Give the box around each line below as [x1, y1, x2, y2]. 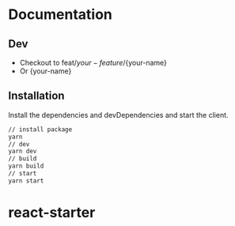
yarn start [8, 176, 44, 185]
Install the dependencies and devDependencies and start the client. [8, 110, 229, 119]
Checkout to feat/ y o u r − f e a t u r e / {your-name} [19, 58, 168, 67]
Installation [8, 89, 65, 103]
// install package [8, 125, 73, 134]
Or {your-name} [19, 66, 72, 76]
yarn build [8, 162, 44, 171]
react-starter [8, 204, 96, 221]
